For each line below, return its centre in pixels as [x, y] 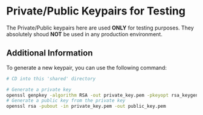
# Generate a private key [39, 89]
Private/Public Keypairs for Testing [96, 11]
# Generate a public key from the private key [66, 101]
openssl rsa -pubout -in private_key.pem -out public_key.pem [86, 107]
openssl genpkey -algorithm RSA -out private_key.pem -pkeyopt [88, 95]
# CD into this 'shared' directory [51, 79]
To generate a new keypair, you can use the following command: [87, 67]
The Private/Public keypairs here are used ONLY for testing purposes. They [100, 28]
